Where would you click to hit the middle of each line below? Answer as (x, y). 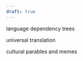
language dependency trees (41, 28)
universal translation (31, 40)
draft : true (21, 12)
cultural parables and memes (42, 52)
